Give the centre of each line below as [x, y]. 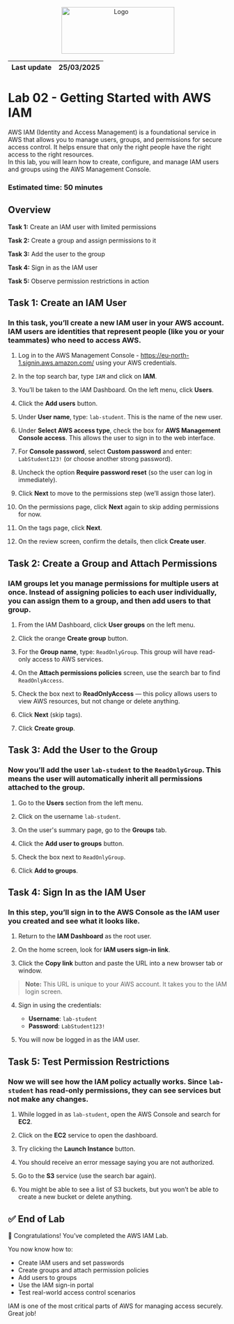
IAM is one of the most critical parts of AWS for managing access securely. [116, 1306]
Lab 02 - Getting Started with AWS [110, 98]
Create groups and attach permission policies [83, 1270]
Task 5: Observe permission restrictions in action [78, 281]
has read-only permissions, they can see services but [128, 1090]
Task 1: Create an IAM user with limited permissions [82, 226]
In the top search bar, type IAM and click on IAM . [87, 377]
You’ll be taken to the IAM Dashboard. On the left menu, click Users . [116, 390]
